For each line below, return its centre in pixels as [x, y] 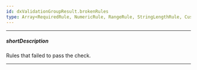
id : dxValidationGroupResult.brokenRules [57, 11]
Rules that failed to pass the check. [48, 55]
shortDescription [27, 41]
